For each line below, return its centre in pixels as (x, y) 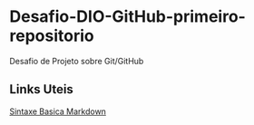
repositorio (52, 36)
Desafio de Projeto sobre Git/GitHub (77, 61)
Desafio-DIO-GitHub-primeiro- (128, 17)
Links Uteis (42, 89)
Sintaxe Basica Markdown (58, 111)
